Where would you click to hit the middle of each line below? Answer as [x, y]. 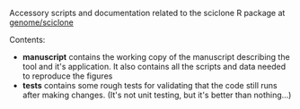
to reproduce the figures [67, 76]
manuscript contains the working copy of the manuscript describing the [156, 57]
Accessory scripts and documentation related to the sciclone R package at [147, 13]
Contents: [27, 40]
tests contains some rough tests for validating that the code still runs [150, 85]
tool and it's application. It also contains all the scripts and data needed [154, 67]
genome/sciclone [41, 22]
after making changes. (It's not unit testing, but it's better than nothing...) [157, 95]
